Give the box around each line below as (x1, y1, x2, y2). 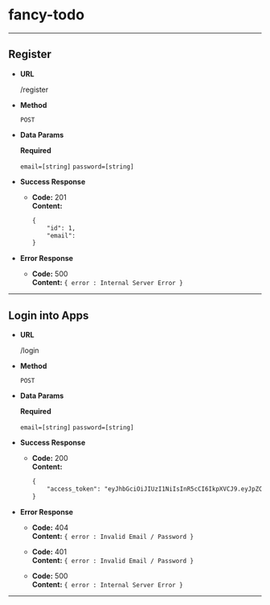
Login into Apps (8, 309, 89, 322)
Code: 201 (31, 192, 67, 202)
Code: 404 (31, 522, 69, 532)
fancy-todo (8, 6, 85, 24)
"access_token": (47, 485, 101, 493)
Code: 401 (31, 546, 67, 557)
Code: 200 (31, 454, 68, 463)
